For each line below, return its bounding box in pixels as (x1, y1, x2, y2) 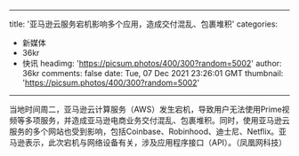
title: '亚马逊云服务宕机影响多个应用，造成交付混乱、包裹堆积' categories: (9, 19, 279, 29)
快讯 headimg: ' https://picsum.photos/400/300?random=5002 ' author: (21, 58, 282, 68)
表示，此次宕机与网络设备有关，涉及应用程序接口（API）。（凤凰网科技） (24, 137, 287, 147)
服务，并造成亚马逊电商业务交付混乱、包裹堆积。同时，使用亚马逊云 (39, 115, 290, 125)
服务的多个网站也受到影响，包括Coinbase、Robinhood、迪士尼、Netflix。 (9, 126, 279, 136)
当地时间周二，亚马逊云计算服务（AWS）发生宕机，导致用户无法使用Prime (9, 104, 282, 114)
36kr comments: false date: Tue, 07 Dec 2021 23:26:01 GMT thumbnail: (21, 68, 284, 78)
